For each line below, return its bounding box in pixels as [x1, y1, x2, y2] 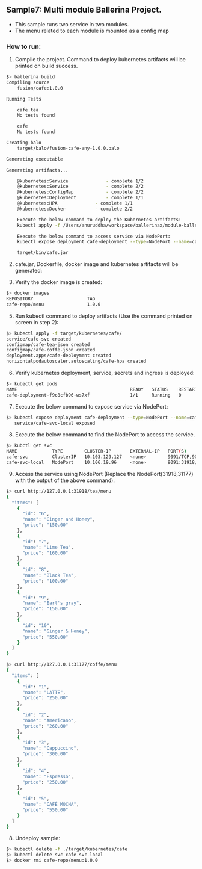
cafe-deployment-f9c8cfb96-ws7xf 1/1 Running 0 [6, 392, 182, 398]
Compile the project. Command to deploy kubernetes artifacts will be [14, 56, 186, 63]
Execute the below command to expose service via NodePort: [14, 403, 168, 410]
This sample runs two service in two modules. [14, 20, 129, 28]
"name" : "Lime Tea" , [22, 544, 74, 550]
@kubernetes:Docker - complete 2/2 [17, 206, 133, 212]
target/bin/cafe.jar [17, 250, 69, 256]
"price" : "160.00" [22, 550, 69, 556]
